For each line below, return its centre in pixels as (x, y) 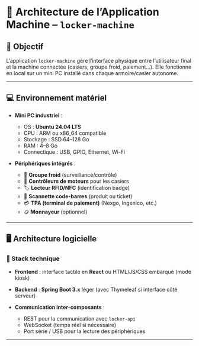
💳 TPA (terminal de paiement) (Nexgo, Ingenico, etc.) (90, 203)
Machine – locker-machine (70, 25)
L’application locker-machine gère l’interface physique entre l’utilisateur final (99, 61)
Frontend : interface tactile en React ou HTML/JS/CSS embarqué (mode (103, 271)
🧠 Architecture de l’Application (83, 12)
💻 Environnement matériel (57, 98)
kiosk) (22, 278)
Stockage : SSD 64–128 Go (57, 139)
